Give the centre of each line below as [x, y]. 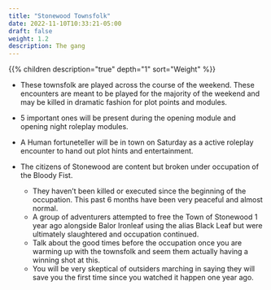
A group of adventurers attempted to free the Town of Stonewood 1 [145, 217]
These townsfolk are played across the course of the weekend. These [137, 85]
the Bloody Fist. [46, 175]
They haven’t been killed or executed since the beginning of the [139, 191]
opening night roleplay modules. [74, 127]
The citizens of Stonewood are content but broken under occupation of [139, 167]
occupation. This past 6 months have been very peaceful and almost [147, 200]
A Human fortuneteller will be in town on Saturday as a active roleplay [137, 142]
